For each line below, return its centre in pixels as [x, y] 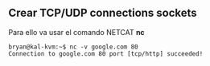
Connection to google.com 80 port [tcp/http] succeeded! [106, 54]
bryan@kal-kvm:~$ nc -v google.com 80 [73, 47]
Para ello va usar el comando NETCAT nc [76, 32]
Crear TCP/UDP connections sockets [103, 13]
